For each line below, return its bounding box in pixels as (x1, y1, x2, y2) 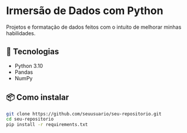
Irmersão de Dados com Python (6, 4, 163, 18)
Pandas (14, 69, 34, 76)
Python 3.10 (14, 62, 43, 69)
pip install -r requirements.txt (6, 122, 88, 128)
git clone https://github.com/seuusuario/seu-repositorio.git (6, 111, 162, 117)
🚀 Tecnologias (6, 47, 59, 57)
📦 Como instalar (6, 93, 69, 103)
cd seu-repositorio (6, 116, 54, 122)
